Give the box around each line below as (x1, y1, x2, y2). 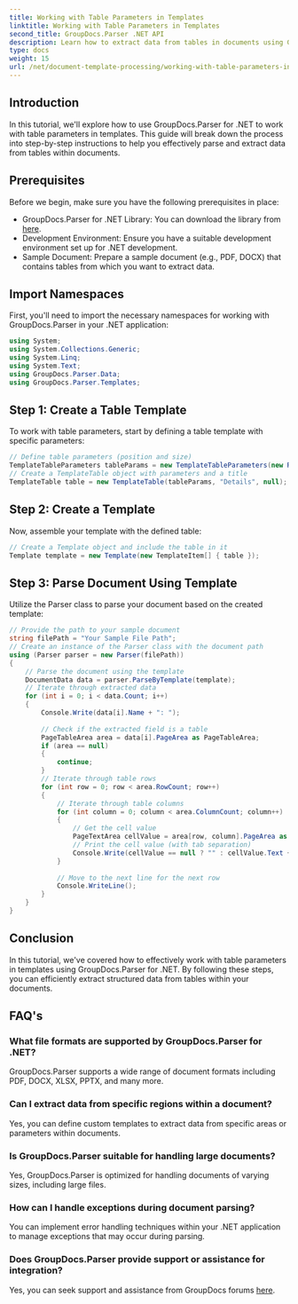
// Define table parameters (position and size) (9, 453, 192, 462)
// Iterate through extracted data (25, 684, 157, 692)
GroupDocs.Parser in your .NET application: (9, 320, 169, 330)
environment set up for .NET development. (21, 241, 178, 253)
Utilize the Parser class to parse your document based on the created (9, 599, 263, 610)
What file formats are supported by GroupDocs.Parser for (9, 1035, 263, 1047)
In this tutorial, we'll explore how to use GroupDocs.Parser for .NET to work (9, 119, 284, 130)
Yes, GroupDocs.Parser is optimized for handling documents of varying (9, 1169, 270, 1181)
